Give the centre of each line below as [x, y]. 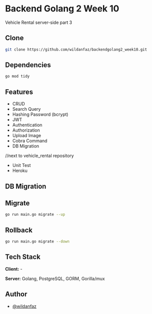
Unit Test [22, 165]
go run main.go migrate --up [35, 215]
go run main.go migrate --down [37, 241]
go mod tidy [17, 77]
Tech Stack [23, 257]
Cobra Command [30, 141]
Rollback [19, 230]
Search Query [26, 109]
